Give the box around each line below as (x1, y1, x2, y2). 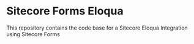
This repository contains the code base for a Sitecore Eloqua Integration (6, 24, 188, 31)
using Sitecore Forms (6, 30, 60, 37)
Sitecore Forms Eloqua (6, 4, 124, 18)
